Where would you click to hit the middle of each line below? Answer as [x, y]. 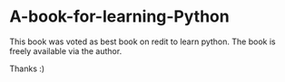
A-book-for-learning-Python [119, 17]
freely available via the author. [66, 50]
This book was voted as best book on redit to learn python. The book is [142, 41]
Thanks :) [27, 68]
